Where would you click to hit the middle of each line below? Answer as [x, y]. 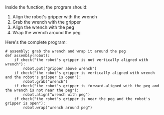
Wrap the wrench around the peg [46, 32]
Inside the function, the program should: [46, 7]
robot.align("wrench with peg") [57, 95]
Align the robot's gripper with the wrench [55, 17]
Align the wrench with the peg [43, 27]
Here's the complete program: [36, 42]
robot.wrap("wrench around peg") [58, 108]
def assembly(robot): [28, 56]
